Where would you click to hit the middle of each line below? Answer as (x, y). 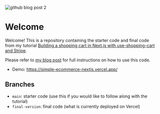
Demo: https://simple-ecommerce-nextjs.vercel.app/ (65, 69)
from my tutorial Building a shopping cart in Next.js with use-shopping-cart (80, 45)
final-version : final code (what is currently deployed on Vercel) (76, 106)
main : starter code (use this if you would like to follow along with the (80, 96)
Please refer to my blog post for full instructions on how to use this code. (78, 60)
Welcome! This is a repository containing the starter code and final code (77, 40)
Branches (20, 85)
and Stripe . (16, 50)
